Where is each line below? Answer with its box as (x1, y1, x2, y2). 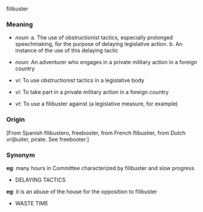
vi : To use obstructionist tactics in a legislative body (15, 77, 145, 84)
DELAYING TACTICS (15, 176, 66, 184)
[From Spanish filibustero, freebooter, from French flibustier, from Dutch (6, 129, 186, 136)
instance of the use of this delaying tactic (15, 47, 119, 54)
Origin (6, 115, 25, 124)
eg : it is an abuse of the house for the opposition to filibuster (6, 188, 158, 195)
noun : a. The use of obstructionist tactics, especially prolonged (15, 34, 173, 41)
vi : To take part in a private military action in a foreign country (15, 88, 169, 96)
